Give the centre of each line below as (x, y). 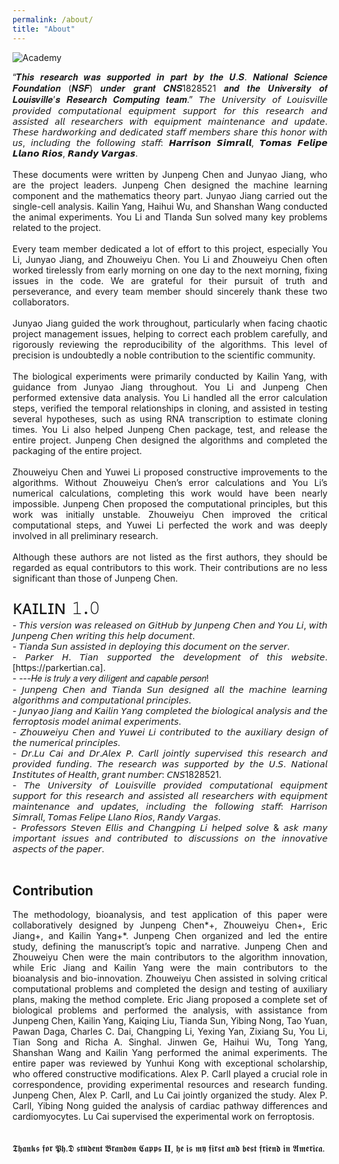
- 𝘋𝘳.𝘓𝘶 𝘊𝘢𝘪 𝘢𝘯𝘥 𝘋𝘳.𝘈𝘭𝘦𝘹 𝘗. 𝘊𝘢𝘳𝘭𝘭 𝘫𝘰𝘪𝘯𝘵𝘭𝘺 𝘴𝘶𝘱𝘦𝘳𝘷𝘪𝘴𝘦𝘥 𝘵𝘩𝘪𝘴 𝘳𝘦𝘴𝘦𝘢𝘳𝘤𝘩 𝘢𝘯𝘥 (170, 753)
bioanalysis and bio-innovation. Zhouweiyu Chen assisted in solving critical (170, 978)
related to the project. (57, 227)
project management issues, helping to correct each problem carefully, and (170, 333)
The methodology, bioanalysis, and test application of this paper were (170, 915)
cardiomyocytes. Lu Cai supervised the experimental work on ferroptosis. (163, 1117)
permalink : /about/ (53, 19)
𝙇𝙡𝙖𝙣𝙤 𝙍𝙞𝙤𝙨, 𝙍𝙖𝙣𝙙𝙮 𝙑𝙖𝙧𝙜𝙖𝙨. (75, 153)
